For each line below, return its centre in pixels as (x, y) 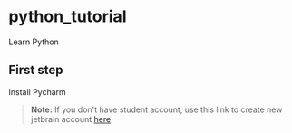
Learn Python (34, 42)
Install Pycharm (38, 91)
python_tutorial (68, 17)
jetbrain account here (71, 119)
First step (36, 70)
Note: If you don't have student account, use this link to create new (156, 109)
